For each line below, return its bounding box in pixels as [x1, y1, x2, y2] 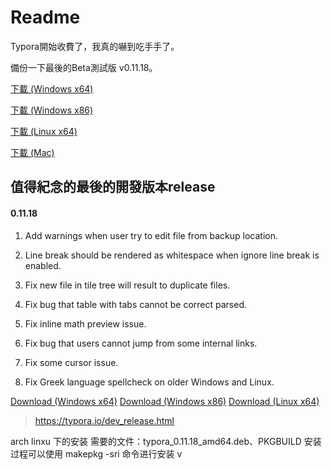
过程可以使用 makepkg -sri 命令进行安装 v [10, 447, 183, 460]
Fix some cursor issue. [24, 356, 119, 368]
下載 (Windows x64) [10, 82, 94, 95]
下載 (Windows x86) [10, 104, 94, 116]
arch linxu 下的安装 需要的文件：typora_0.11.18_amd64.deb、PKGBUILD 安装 [10, 435, 322, 447]
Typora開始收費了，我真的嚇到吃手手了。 [10, 40, 180, 52]
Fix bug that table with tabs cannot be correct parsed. [24, 298, 247, 310]
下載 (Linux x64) [10, 125, 78, 137]
